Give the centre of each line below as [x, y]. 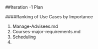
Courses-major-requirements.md [46, 31]
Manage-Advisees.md [35, 26]
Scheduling [24, 37]
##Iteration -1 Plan [24, 7]
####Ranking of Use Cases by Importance [49, 17]
